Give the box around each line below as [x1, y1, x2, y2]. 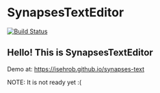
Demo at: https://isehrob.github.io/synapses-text [7, 64, 145, 73]
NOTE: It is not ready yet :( [7, 78, 82, 86]
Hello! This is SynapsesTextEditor [7, 47, 154, 58]
